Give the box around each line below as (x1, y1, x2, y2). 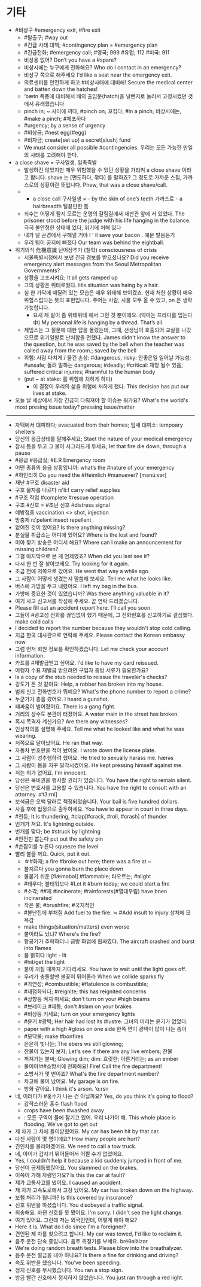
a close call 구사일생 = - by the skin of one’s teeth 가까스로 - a (32, 195, 183, 202)
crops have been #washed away (23, 1106, 105, 1113)
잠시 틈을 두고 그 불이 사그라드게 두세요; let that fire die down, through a (14, 442, 187, 449)
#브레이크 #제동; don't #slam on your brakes (23, 1003, 132, 1010)
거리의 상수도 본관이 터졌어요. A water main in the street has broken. (14, 710, 179, 717)
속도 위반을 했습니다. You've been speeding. (14, 1259, 121, 1266)
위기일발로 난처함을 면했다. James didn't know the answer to (39, 333, 186, 341)
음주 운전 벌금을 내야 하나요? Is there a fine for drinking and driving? (14, 1251, 179, 1258)
